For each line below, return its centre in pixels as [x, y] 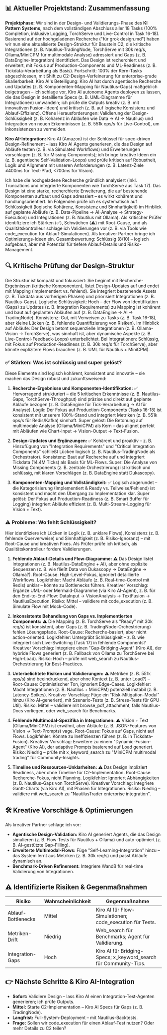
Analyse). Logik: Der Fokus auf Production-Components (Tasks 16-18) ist [87, 410]
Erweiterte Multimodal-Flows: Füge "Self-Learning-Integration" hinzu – [86, 850]
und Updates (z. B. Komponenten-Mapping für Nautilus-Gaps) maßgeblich [81, 86]
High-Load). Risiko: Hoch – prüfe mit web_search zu [66, 659]
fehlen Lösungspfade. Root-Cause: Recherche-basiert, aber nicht [79, 632]
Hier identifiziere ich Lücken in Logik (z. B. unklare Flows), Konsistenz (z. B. [83, 533]
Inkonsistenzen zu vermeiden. [36, 129]
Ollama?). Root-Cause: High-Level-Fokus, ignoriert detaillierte [76, 575]
